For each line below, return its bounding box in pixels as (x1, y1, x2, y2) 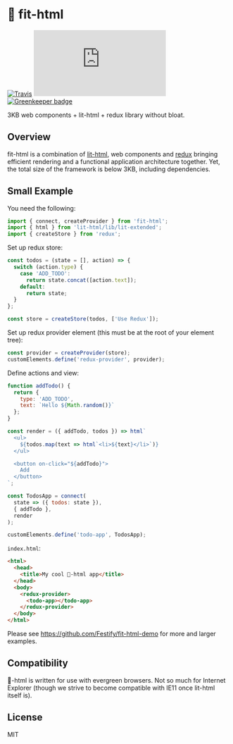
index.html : (7, 544, 41, 552)
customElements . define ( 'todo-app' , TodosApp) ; (7, 531, 146, 538)
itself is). (7, 690, 32, 700)
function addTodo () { (7, 382, 71, 390)
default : (20, 283, 46, 290)
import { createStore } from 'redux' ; (7, 230, 121, 238)
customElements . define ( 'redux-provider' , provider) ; (7, 356, 165, 363)
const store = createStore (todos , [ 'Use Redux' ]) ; (7, 316, 159, 323)
